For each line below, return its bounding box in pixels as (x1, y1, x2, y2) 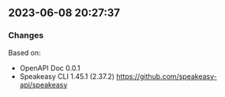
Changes (8, 30, 44, 41)
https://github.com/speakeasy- (115, 71, 217, 81)
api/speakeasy (19, 80, 68, 89)
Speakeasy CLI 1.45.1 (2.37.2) (19, 71, 115, 81)
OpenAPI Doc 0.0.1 (19, 63, 81, 73)
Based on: (8, 47, 41, 58)
